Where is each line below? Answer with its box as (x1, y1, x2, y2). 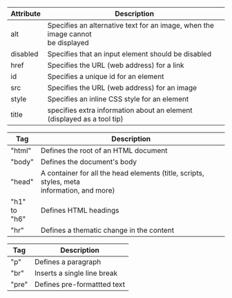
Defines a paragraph (34, 257, 101, 266)
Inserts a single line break (34, 268, 118, 278)
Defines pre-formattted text (34, 280, 126, 289)
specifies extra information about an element (47, 105, 193, 115)
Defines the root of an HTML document (40, 146, 168, 155)
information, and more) (40, 186, 115, 195)
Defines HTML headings (40, 206, 119, 215)
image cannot (47, 29, 92, 39)
